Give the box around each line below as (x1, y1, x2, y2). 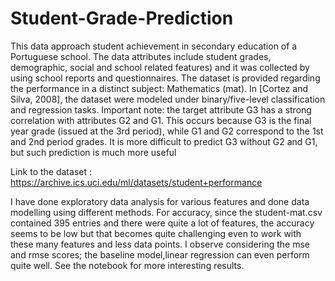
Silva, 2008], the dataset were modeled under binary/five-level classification (10, 93, 326, 105)
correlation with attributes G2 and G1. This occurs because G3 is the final (10, 114, 312, 126)
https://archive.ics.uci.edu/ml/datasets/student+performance (10, 176, 263, 188)
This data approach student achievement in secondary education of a (10, 40, 298, 52)
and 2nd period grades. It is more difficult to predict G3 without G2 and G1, (10, 135, 318, 147)
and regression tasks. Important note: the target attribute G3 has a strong (10, 103, 312, 116)
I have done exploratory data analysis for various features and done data (10, 195, 310, 207)
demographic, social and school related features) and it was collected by (10, 61, 310, 73)
